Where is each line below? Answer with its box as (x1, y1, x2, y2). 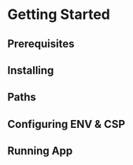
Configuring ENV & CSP (7, 117, 126, 131)
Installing (7, 63, 54, 77)
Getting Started (7, 6, 111, 24)
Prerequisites (7, 37, 75, 51)
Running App (7, 144, 73, 158)
